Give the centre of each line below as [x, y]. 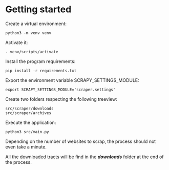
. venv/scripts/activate [32, 52]
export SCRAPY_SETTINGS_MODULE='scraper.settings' [60, 90]
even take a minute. [26, 146]
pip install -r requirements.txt [41, 71]
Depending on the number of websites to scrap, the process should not [81, 141]
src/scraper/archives [28, 113]
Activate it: [17, 42]
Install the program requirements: [40, 61]
